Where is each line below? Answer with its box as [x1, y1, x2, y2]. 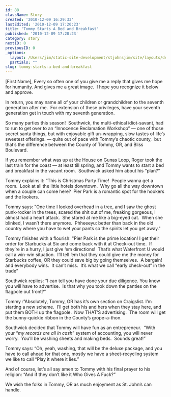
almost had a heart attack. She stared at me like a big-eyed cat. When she [5, 215, 163, 221]
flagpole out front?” [5, 289, 46, 295]
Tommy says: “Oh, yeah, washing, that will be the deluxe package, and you [5, 345, 163, 352]
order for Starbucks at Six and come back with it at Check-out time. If [5, 241, 153, 247]
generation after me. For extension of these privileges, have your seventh [5, 105, 160, 111]
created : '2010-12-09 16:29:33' [5, 17, 74, 22]
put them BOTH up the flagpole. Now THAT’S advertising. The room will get [5, 309, 166, 315]
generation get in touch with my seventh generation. [5, 110, 115, 116]
